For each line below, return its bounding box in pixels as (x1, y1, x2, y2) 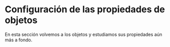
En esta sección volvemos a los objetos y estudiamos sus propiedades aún (5, 31, 163, 37)
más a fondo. (5, 37, 33, 43)
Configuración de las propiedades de (5, 4, 165, 15)
